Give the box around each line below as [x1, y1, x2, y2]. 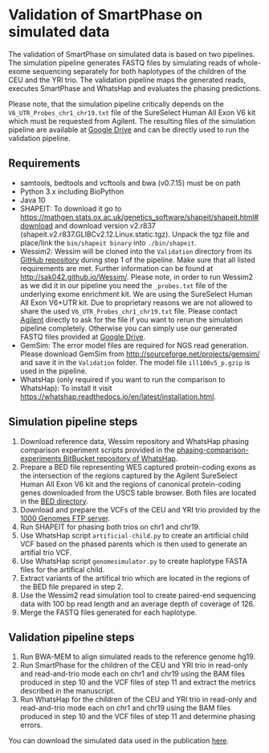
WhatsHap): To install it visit [19, 383, 112, 393]
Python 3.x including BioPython [19, 187, 124, 196]
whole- [237, 58, 262, 68]
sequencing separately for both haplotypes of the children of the [31, 66, 247, 76]
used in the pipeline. [19, 366, 88, 376]
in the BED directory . [19, 496, 88, 506]
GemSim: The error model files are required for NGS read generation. [19, 340, 249, 350]
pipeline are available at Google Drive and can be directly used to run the [8, 125, 250, 134]
